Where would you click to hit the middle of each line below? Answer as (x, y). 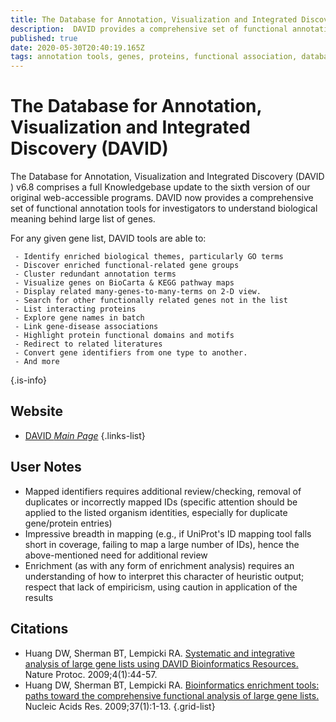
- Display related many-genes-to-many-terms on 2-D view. (138, 292)
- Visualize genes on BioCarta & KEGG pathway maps (124, 283)
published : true (44, 38)
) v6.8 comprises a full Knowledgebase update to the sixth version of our (160, 187)
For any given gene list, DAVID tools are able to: (108, 238)
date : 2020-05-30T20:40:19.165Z (77, 47)
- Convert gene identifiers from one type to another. (131, 353)
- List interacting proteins (75, 309)
